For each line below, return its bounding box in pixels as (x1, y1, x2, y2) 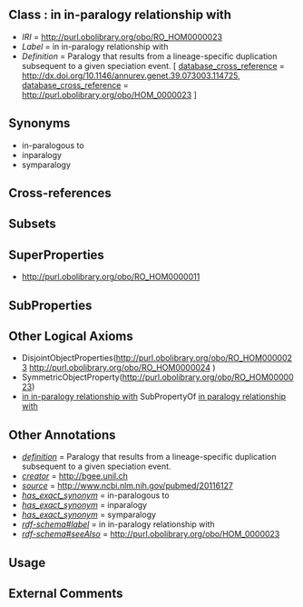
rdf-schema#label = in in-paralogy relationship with (21, 519, 215, 530)
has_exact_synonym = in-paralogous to (21, 490, 170, 501)
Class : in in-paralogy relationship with (8, 7, 232, 23)
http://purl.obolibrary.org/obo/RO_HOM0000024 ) (29, 363, 216, 373)
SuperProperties (8, 247, 105, 263)
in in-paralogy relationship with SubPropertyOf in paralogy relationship (21, 391, 287, 403)
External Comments (8, 586, 123, 602)
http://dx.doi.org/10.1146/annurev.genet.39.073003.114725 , (21, 70, 241, 81)
